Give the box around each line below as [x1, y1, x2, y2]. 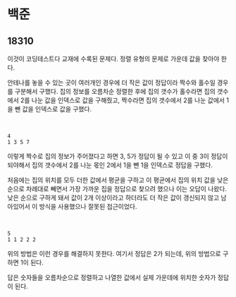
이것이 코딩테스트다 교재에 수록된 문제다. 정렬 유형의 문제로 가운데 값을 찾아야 [7, 54, 220, 63]
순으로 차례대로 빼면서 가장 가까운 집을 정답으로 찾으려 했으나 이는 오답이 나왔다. [7, 185, 228, 193]
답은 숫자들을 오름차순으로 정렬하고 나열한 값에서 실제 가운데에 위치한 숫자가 [7, 273, 216, 281]
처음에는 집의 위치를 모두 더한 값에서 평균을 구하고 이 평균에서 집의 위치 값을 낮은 [7, 176, 229, 184]
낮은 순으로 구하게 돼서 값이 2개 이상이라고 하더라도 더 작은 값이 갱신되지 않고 [7, 193, 220, 202]
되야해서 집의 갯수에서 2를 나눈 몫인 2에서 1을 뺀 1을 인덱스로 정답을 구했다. [7, 161, 213, 169]
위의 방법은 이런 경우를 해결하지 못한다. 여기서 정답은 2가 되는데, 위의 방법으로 [7, 250, 221, 257]
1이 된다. [20, 258, 44, 267]
